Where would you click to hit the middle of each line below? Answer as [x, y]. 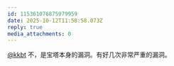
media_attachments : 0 [39, 34]
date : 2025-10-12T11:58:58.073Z [55, 21]
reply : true [25, 27]
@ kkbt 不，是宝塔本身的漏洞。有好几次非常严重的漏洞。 [89, 55]
